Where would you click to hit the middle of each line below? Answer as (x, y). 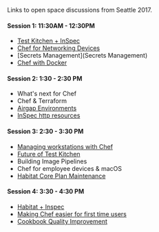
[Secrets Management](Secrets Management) (82, 56)
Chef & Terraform (42, 101)
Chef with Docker (42, 63)
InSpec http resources (49, 115)
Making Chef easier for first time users (72, 214)
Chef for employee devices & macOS (70, 168)
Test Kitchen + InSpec (49, 41)
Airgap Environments (47, 108)
